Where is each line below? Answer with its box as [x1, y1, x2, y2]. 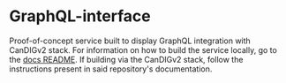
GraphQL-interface [9, 6, 152, 26]
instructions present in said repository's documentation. [9, 64, 213, 74]
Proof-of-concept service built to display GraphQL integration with [9, 35, 252, 46]
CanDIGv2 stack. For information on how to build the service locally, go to [9, 44, 278, 55]
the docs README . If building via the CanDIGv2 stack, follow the [9, 54, 244, 64]
